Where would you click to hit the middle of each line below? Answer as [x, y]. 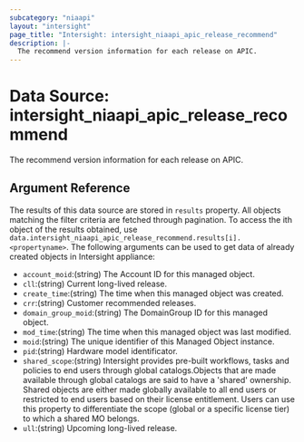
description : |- [40, 43]
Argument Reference [70, 188]
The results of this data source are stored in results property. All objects [145, 210]
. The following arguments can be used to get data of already [181, 246]
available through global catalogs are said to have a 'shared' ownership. [157, 380]
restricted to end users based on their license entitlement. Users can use [158, 399]
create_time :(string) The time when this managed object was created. [153, 293]
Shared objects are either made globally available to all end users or [149, 389]
